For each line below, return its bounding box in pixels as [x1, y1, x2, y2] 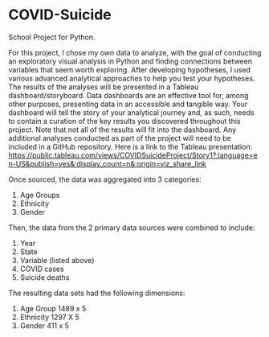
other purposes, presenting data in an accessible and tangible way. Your [8, 99, 248, 109]
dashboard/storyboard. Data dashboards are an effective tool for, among [8, 90, 249, 100]
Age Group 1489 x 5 [19, 303, 87, 313]
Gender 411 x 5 [19, 320, 70, 331]
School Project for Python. [8, 32, 96, 42]
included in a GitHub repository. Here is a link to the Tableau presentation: [8, 142, 253, 151]
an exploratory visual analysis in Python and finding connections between [8, 56, 253, 66]
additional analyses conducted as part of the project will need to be [8, 133, 231, 142]
